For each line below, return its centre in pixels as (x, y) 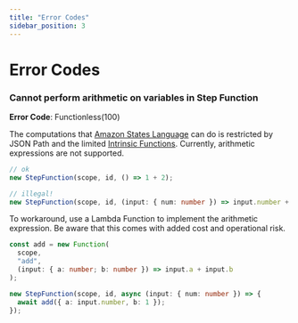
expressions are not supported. (67, 153)
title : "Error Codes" (50, 17)
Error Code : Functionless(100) (65, 117)
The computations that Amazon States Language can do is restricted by (141, 133)
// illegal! (31, 194)
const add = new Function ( (59, 245)
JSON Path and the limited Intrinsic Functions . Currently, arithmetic (132, 143)
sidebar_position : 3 (48, 26)
